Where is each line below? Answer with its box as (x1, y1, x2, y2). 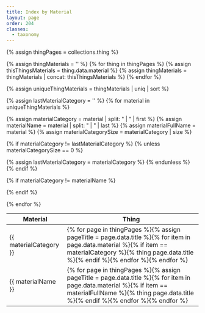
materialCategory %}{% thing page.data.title (67, 248, 194, 257)
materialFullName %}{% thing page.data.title (67, 289, 194, 297)
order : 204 (6, 20, 34, 26)
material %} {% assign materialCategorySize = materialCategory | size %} (6, 128, 192, 136)
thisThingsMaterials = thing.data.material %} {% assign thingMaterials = (6, 67, 187, 74)
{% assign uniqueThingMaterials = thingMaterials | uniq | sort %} (6, 85, 170, 92)
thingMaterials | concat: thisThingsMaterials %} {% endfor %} (6, 73, 162, 81)
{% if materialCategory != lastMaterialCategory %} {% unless (6, 140, 160, 147)
